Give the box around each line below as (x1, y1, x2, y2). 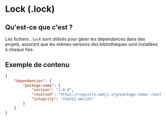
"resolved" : (31, 92, 56, 97)
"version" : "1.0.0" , (31, 88, 74, 92)
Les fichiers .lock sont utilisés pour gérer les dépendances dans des (5, 36, 146, 42)
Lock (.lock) (5, 3, 55, 15)
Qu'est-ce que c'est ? (5, 23, 73, 31)
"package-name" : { (23, 83, 61, 88)
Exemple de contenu (5, 60, 70, 69)
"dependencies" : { (14, 78, 52, 83)
